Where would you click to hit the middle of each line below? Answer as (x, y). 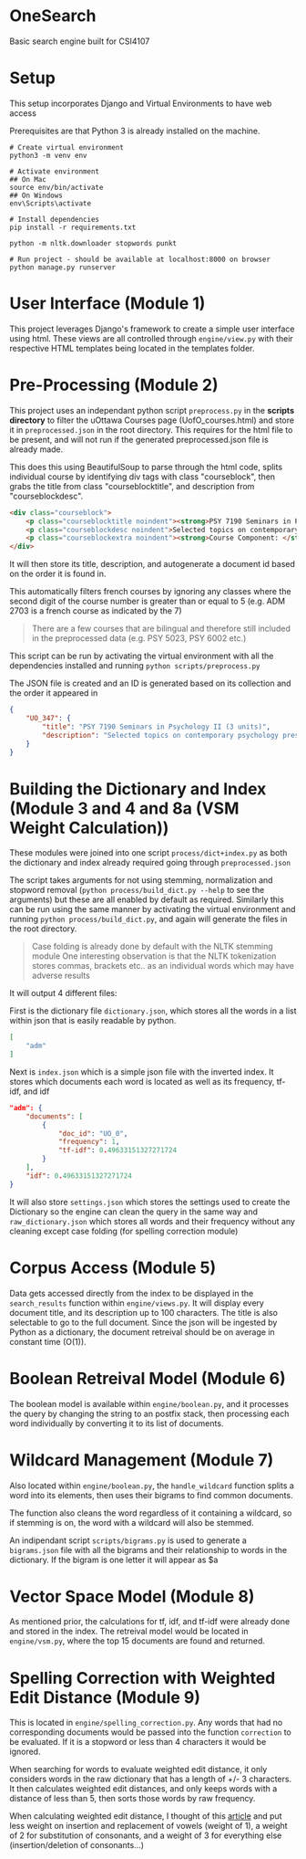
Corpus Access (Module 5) (113, 1268)
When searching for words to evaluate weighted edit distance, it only (138, 1770)
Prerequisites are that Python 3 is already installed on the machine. (135, 131)
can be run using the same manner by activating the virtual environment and (153, 909)
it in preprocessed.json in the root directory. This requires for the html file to (151, 429)
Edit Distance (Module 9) (105, 1697)
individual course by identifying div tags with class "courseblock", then (143, 477)
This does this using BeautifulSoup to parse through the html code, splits (146, 467)
